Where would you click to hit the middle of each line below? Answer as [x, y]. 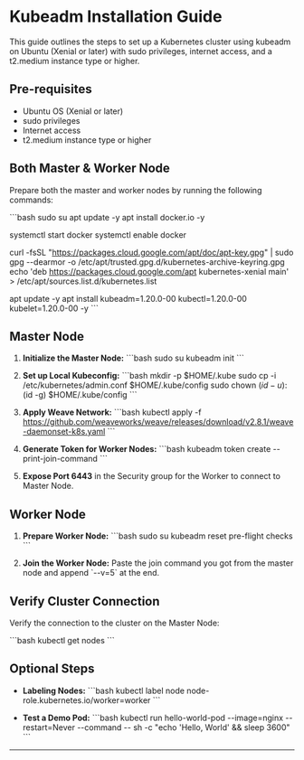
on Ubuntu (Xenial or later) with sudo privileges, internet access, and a [141, 51]
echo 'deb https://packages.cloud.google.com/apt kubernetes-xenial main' [149, 271]
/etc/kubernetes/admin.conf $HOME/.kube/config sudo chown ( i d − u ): [155, 385]
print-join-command [60, 459]
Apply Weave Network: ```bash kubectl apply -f [112, 412]
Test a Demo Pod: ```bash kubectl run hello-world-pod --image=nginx [152, 718]
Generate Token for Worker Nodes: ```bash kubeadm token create [147, 449]
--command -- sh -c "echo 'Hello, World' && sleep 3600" [184, 727]
